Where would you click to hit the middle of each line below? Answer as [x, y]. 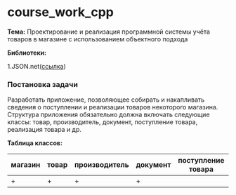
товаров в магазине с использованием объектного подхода [98, 39]
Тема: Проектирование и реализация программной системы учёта [109, 32]
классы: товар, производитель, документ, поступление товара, [103, 122]
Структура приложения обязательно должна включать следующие [109, 115]
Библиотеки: [27, 53]
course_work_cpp [60, 12]
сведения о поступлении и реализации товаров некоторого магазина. [113, 107]
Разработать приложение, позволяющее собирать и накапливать [106, 100]
